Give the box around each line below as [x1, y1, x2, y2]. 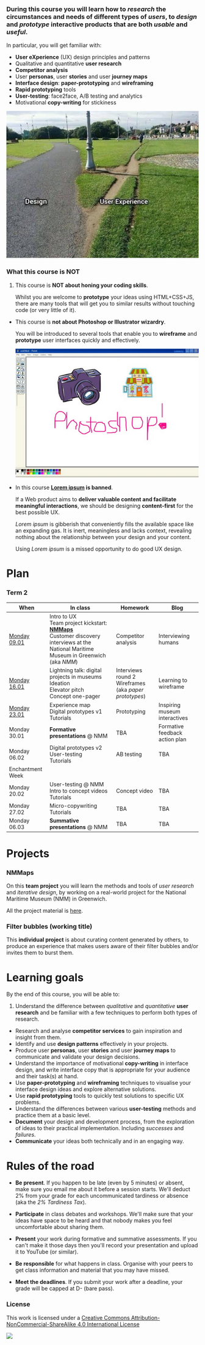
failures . [15, 1131, 36, 1139]
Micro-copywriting [49, 802, 98, 809]
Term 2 [6, 589, 28, 597]
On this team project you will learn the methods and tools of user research [6, 882, 194, 890]
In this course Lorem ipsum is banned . [15, 484, 113, 491]
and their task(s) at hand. [15, 1073, 79, 1080]
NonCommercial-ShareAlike [6, 1321, 76, 1328]
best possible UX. [15, 509, 60, 516]
